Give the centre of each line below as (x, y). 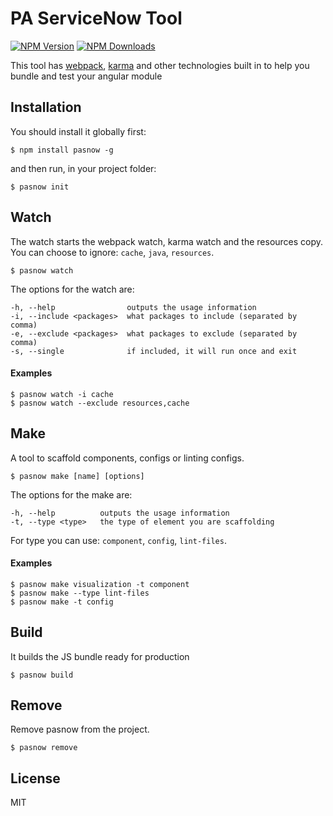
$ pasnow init (40, 187)
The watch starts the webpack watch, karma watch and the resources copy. (167, 241)
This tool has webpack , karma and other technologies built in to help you (160, 65)
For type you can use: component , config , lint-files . (118, 540)
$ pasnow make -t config (62, 602)
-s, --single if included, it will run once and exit (154, 351)
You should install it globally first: (78, 131)
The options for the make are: (71, 494)
